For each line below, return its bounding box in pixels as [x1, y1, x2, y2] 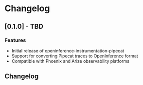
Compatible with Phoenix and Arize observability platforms [11, 58, 130, 64]
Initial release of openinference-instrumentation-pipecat [11, 48, 125, 53]
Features [4, 37, 26, 44]
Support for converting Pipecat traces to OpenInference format [11, 53, 138, 59]
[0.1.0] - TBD [4, 22, 43, 31]
